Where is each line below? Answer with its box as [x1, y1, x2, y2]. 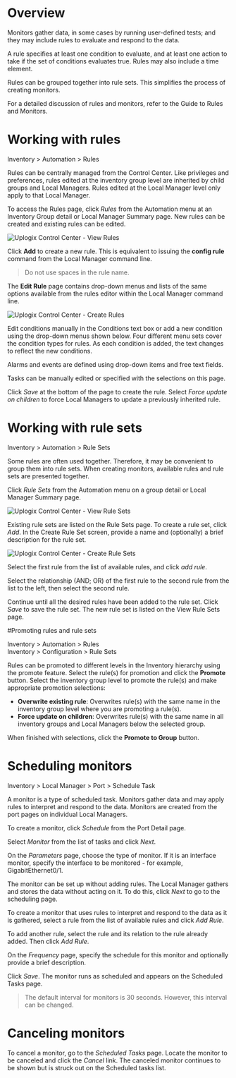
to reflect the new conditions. [7, 346, 93, 355]
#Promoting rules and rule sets [7, 626, 97, 634]
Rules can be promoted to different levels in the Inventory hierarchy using [7, 661, 221, 670]
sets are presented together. [7, 471, 90, 480]
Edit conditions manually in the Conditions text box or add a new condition [7, 324, 223, 332]
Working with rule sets [7, 420, 142, 436]
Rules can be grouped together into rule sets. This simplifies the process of [7, 78, 226, 86]
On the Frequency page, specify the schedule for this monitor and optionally [7, 950, 229, 959]
